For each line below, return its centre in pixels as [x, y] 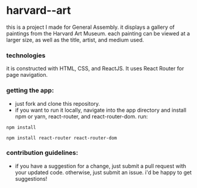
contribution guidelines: [42, 153]
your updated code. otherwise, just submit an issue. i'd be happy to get [103, 172]
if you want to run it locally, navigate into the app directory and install [101, 110]
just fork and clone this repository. [58, 103]
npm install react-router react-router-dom [62, 138]
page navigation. [27, 75]
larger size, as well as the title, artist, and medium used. [75, 40]
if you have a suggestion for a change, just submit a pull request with [101, 166]
